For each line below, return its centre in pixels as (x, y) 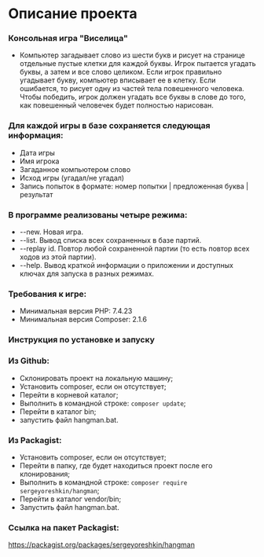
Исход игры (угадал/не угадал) (71, 178)
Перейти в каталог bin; (58, 411)
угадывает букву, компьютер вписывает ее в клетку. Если (117, 80)
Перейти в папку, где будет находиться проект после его (116, 465)
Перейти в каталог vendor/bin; (70, 499)
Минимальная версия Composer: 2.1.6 (83, 320)
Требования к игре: (48, 294)
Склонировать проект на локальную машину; (96, 378)
